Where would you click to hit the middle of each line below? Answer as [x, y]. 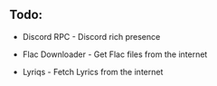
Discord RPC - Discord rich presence [91, 36]
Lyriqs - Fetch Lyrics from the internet [93, 72]
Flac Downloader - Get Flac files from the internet [115, 54]
